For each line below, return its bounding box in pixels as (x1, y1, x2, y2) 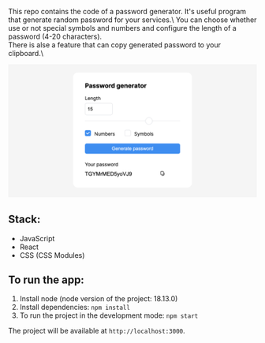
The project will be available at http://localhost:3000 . (8, 326, 185, 336)
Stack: (8, 213, 41, 226)
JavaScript (19, 233, 55, 243)
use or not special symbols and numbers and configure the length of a (8, 24, 237, 32)
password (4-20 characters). (8, 32, 103, 41)
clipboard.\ (8, 49, 44, 58)
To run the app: (8, 273, 84, 286)
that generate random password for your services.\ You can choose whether (8, 15, 257, 24)
